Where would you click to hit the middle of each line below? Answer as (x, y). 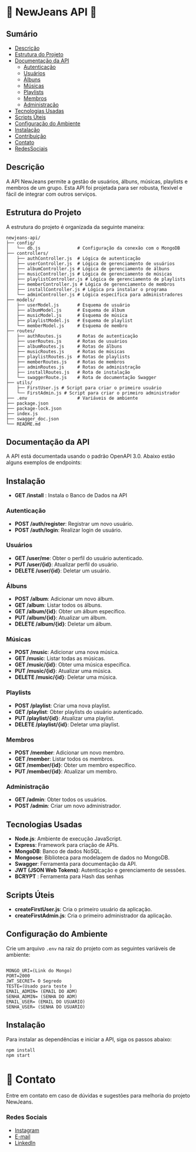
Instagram (27, 1130)
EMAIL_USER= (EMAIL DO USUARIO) (46, 1002)
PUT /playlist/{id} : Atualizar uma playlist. (64, 718)
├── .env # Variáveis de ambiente (72, 398)
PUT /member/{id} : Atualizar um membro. (66, 772)
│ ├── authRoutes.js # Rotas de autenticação (72, 336)
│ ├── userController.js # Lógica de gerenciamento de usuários (91, 263)
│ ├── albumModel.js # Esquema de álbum (66, 310)
